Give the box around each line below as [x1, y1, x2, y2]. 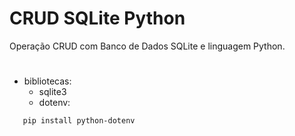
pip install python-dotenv [22, 116, 136, 126]
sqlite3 [38, 86, 67, 98]
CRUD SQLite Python [9, 7, 186, 30]
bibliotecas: [23, 75, 72, 87]
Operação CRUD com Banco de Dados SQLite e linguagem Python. [9, 40, 286, 52]
